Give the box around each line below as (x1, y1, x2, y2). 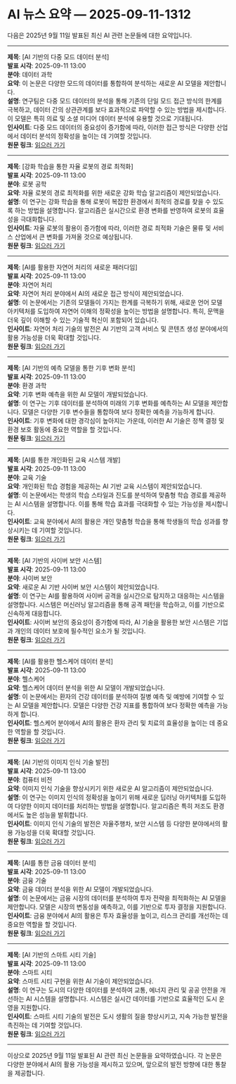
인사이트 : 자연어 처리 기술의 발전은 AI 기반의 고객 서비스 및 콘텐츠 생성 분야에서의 (7, 324, 228, 333)
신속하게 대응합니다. (7, 609, 62, 617)
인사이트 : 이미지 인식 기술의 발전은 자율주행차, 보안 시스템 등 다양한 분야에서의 (7, 819, 221, 828)
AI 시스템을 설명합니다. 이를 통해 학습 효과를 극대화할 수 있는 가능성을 (14, 499, 204, 508)
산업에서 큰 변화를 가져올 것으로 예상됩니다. (14, 232, 133, 241)
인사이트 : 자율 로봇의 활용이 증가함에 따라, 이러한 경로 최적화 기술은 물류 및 (7, 223, 211, 232)
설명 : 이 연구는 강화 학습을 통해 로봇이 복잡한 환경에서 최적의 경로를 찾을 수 (7, 197, 211, 206)
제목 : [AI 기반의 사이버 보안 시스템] (7, 556, 102, 565)
